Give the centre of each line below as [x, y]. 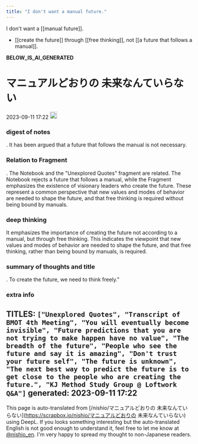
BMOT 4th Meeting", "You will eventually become [98, 322]
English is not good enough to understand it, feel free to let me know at [92, 428]
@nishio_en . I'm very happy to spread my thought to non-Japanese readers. [99, 434]
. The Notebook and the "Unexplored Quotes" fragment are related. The [94, 173]
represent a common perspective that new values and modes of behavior [95, 192]
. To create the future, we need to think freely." [63, 280]
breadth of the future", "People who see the [92, 346]
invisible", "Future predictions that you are [94, 330]
